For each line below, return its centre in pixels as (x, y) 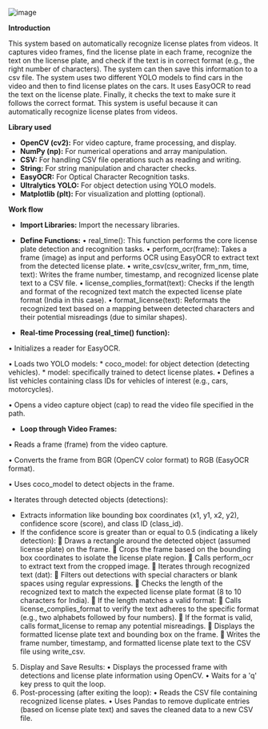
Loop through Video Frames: (68, 429)
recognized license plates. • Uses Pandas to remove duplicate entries (135, 701)
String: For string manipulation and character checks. (108, 168)
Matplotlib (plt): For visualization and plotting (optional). (112, 194)
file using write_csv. (52, 651)
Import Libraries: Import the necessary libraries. (100, 225)
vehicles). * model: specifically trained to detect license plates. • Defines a (131, 372)
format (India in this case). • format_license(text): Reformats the (125, 300)
